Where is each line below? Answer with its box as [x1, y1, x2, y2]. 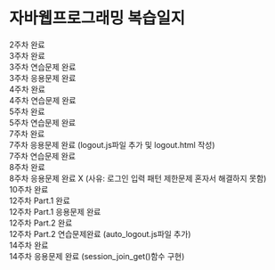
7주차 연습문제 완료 [9, 151, 76, 161]
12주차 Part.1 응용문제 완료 [9, 206, 101, 217]
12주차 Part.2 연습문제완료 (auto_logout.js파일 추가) [9, 228, 191, 239]
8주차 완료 [9, 161, 46, 172]
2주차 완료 [9, 39, 45, 50]
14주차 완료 [9, 240, 49, 250]
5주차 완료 [9, 106, 45, 117]
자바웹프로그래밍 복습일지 [9, 8, 185, 29]
